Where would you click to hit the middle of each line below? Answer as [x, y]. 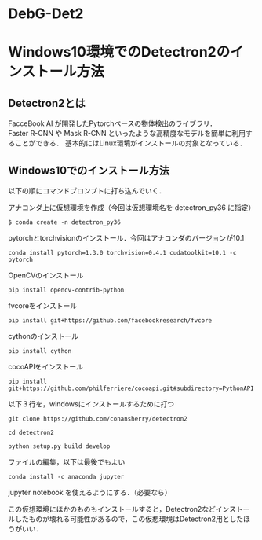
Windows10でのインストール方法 [89, 170]
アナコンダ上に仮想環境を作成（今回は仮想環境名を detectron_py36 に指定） [132, 208]
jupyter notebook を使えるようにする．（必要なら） [90, 492]
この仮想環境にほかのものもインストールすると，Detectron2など [112, 509]
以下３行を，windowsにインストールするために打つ [91, 404]
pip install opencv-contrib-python [66, 290]
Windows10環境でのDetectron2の [119, 52]
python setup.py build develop [59, 446]
